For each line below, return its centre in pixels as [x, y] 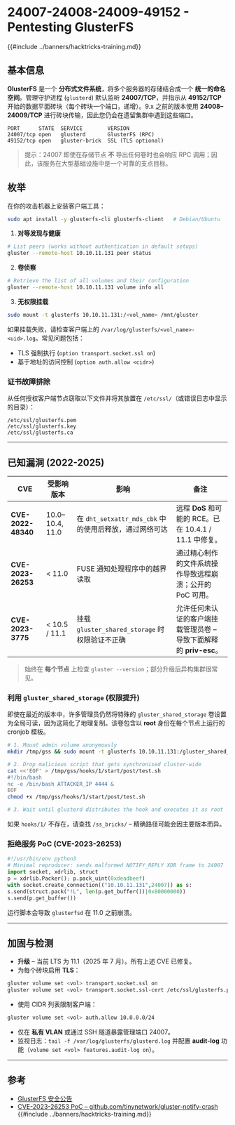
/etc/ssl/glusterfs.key [42, 427]
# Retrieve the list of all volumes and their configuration [98, 281]
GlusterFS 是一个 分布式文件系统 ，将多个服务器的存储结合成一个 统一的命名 [116, 88]
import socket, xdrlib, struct [53, 872]
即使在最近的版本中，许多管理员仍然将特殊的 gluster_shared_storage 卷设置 [117, 714]
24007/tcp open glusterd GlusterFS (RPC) [81, 134]
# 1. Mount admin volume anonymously [62, 745]
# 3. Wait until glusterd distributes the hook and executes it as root [115, 810]
